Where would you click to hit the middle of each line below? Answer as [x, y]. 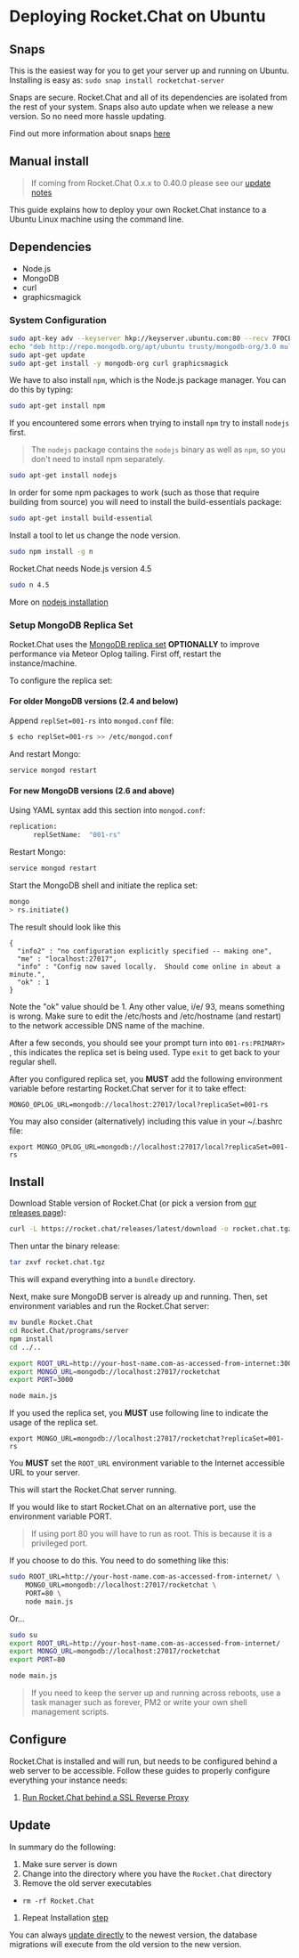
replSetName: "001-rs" [77, 835]
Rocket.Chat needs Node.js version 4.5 [81, 568]
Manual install [49, 162]
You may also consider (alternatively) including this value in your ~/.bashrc [146, 1121]
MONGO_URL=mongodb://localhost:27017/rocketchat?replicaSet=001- [161, 1439]
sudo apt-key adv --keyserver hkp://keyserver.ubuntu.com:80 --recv [139, 338]
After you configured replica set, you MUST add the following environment [146, 1078]
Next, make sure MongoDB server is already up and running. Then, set [138, 1296]
